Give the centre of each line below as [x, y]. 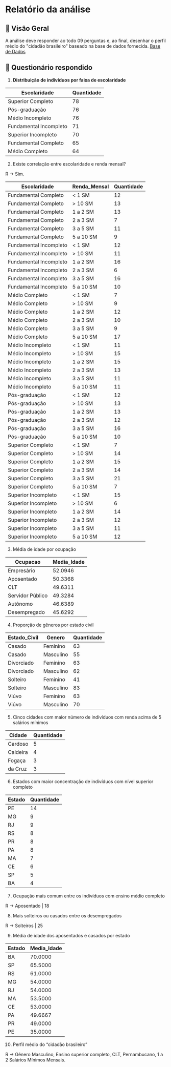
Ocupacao [28, 562]
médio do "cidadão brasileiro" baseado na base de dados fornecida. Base [83, 46]
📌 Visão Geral [27, 28]
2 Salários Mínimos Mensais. [35, 1060]
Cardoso [18, 744]
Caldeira [18, 752]
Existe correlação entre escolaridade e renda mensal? [69, 164]
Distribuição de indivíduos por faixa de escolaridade [69, 80]
